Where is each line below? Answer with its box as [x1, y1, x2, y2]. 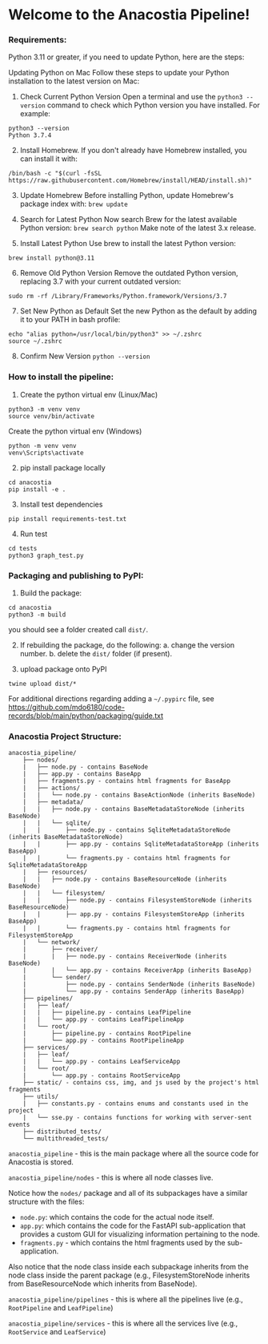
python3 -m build [8, 611, 66, 619]
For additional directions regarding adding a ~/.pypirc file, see [8, 694, 214, 704]
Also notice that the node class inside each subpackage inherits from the [8, 1262, 250, 1272]
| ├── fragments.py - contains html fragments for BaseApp [22, 777, 230, 785]
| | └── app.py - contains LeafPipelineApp [22, 1015, 184, 1023]
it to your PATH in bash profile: [19, 315, 121, 325]
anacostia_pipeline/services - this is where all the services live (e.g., [8, 1318, 238, 1328]
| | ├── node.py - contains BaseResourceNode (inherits [22, 875, 227, 883]
